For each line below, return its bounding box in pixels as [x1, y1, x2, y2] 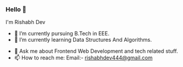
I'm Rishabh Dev [5, 19, 46, 26]
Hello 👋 [5, 5, 27, 14]
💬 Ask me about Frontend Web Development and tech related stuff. [14, 48, 178, 55]
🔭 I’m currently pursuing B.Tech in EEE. [14, 30, 110, 37]
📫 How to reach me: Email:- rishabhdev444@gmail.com [14, 54, 153, 61]
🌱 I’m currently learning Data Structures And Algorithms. [14, 36, 152, 43]
